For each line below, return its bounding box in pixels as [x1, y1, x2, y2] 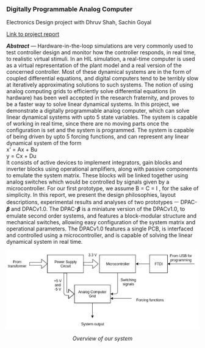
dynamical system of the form [6, 140, 82, 147]
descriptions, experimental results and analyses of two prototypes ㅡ [6, 199, 179, 206]
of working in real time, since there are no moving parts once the [6, 120, 169, 127]
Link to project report [6, 30, 60, 38]
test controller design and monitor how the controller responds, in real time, [6, 49, 196, 56]
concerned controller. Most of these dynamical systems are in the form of [6, 68, 192, 76]
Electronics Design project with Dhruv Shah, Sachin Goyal [6, 19, 151, 26]
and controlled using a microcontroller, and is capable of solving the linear [6, 232, 193, 239]
